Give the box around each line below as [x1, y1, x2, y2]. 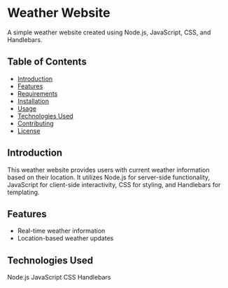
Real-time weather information [17, 226, 106, 235]
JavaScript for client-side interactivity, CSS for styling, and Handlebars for [7, 180, 221, 188]
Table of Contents [7, 56, 87, 68]
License [17, 126, 41, 135]
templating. [7, 188, 40, 196]
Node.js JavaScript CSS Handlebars [7, 273, 111, 282]
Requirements [17, 89, 58, 97]
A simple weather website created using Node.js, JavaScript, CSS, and [7, 28, 211, 36]
